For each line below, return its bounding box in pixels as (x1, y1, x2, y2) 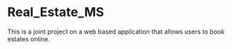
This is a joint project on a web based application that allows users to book (7, 27, 225, 36)
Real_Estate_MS (7, 4, 105, 20)
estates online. (7, 34, 50, 43)
